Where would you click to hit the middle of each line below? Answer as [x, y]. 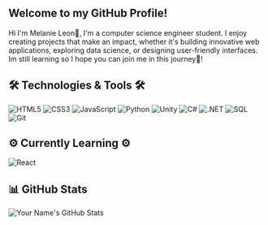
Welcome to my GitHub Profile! [88, 13]
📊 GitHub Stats [48, 189]
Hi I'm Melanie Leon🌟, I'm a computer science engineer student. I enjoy [128, 32]
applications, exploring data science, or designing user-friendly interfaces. [133, 50]
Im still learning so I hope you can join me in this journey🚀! [106, 58]
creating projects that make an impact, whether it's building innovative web [134, 41]
